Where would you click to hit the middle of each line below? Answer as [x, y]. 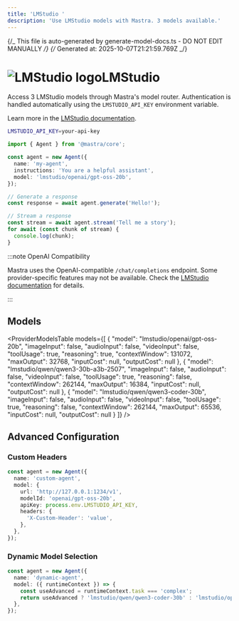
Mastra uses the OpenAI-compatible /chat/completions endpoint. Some [113, 270]
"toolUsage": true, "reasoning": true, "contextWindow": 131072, [100, 354]
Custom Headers [37, 457]
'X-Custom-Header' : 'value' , [69, 518]
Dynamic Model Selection [53, 556]
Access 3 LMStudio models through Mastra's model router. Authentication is [119, 97]
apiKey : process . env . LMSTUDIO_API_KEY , [79, 505]
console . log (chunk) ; [44, 236]
